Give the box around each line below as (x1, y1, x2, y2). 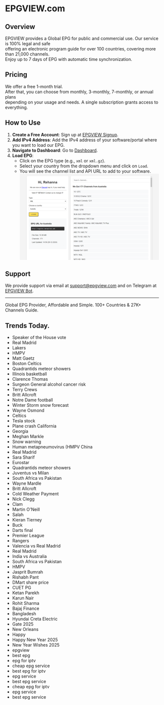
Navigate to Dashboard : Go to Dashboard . (12, 147, 98, 153)
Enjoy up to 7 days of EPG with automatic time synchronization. (5, 56, 133, 62)
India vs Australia (12, 553, 47, 559)
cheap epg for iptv (12, 683, 50, 689)
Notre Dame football (12, 397, 53, 403)
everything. (5, 104, 28, 110)
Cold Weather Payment (12, 491, 59, 496)
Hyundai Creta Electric (12, 616, 58, 622)
